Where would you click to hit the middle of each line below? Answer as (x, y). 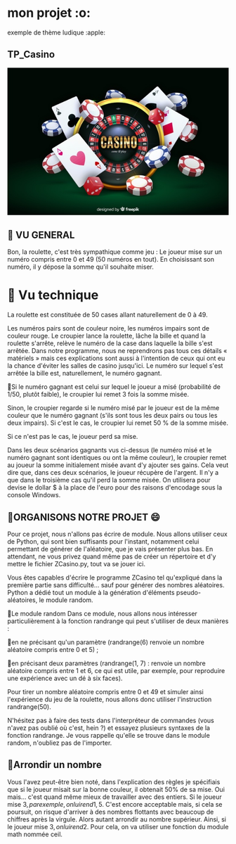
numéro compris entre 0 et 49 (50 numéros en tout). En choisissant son (111, 260)
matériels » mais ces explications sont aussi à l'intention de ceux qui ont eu (116, 358)
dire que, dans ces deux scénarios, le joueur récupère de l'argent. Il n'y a (113, 473)
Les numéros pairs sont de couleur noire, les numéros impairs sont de (109, 328)
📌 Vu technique (53, 295)
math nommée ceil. (35, 834)
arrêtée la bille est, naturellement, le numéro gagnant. (85, 373)
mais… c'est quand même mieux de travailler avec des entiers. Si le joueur (115, 797)
